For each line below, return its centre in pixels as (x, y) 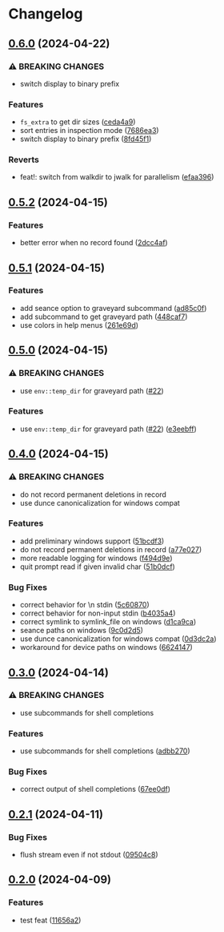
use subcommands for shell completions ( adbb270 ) (105, 751)
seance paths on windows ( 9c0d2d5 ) (82, 631)
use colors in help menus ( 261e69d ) (79, 325)
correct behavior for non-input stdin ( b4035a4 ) (98, 613)
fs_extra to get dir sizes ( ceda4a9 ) (78, 122)
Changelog (46, 14)
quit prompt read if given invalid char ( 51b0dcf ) (98, 567)
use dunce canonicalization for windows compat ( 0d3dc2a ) (118, 639)
